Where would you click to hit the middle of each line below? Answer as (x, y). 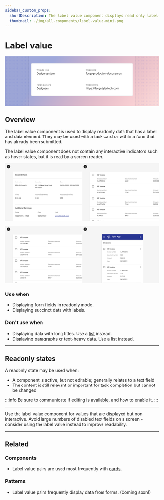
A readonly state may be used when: (42, 370)
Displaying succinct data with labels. (49, 310)
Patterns (15, 481)
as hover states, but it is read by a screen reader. (54, 157)
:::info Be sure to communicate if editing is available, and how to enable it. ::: (82, 400)
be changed (24, 390)
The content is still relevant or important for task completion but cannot (84, 385)
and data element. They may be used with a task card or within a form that (80, 136)
